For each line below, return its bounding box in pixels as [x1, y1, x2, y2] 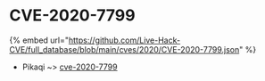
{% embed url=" [9, 35, 70, 45]
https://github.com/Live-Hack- [68, 35, 181, 45]
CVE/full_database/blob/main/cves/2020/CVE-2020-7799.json [9, 44, 240, 54]
